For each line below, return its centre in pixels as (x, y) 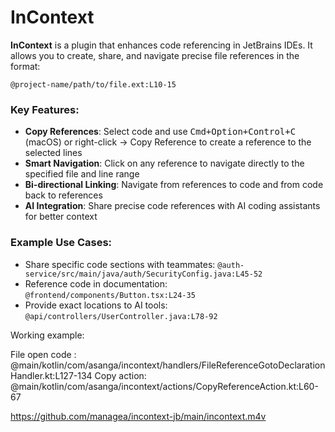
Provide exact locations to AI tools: (96, 305)
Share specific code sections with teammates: (120, 264)
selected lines (53, 153)
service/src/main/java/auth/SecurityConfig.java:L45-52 (143, 274)
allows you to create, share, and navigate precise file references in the (155, 55)
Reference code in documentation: (96, 283)
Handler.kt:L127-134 (51, 375)
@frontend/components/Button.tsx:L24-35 (110, 295)
